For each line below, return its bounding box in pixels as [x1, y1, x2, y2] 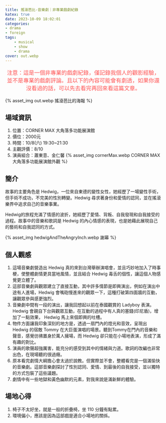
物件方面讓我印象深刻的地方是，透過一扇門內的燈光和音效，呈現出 [12, 321, 147, 326]
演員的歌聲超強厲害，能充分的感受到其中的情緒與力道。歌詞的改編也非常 [12, 346, 160, 351]
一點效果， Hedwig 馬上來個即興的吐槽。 [21, 314, 105, 320]
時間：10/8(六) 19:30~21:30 [12, 140, 68, 146]
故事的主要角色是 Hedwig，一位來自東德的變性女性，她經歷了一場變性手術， [5, 189, 161, 195]
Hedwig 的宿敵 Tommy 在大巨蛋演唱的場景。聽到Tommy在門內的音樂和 [12, 327, 158, 333]
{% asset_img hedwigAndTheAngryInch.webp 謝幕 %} [5, 234, 116, 241]
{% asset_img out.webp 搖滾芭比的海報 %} [5, 97, 93, 103]
